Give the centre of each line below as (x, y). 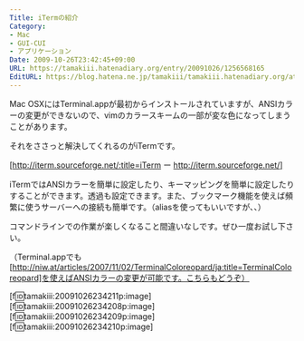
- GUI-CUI (28, 43)
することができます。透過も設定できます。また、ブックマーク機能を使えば (147, 195)
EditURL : (26, 77)
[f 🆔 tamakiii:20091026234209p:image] (82, 316)
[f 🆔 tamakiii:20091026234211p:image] (81, 296)
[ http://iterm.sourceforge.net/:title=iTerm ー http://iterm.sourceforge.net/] (146, 165)
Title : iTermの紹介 (44, 18)
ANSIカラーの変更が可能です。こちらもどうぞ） (161, 278)
